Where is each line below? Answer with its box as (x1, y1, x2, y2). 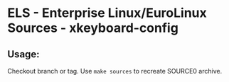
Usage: (7, 48, 41, 60)
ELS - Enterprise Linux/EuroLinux (7, 5, 208, 21)
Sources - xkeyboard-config (7, 20, 179, 36)
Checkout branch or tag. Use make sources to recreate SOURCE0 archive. (7, 67, 223, 75)
